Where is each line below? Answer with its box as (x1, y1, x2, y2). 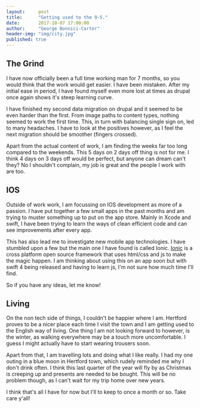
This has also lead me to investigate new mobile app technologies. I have (6, 238, 186, 245)
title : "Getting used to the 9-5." (6, 14, 109, 20)
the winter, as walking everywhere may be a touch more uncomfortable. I (6, 333, 186, 341)
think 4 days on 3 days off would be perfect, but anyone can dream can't (6, 155, 186, 162)
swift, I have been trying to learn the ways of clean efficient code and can (6, 220, 187, 227)
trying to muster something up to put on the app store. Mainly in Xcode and (6, 214, 191, 221)
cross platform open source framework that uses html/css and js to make (6, 251, 186, 258)
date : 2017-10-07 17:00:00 (6, 20, 90, 26)
